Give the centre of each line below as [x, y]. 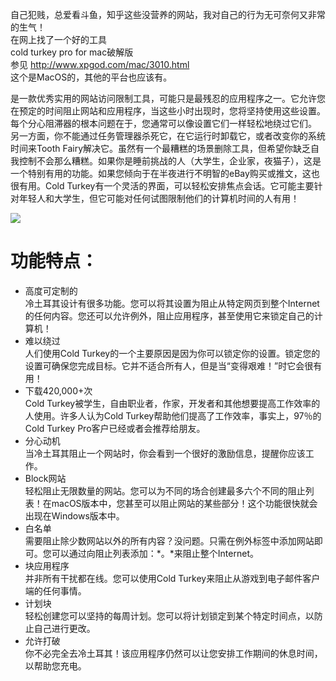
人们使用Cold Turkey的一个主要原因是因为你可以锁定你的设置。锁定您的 [172, 353]
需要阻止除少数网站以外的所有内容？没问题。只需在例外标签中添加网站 [169, 540]
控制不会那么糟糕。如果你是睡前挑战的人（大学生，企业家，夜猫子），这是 [170, 161]
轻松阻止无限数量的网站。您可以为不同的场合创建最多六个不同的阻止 [165, 490]
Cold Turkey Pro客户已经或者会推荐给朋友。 [115, 428]
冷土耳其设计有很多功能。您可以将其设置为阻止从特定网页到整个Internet [172, 303]
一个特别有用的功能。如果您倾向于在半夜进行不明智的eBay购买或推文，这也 [165, 173]
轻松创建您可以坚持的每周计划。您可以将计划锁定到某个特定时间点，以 [169, 615]
